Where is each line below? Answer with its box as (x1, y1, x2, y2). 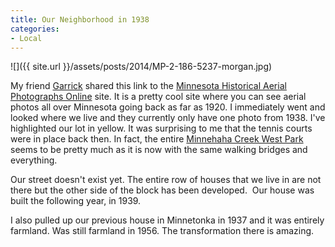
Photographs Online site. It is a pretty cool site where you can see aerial (10, 91, 307, 103)
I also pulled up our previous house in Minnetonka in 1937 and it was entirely (10, 214, 325, 226)
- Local (10, 33, 43, 43)
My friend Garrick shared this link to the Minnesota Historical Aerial (10, 80, 287, 92)
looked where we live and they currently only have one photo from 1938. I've (10, 112, 326, 124)
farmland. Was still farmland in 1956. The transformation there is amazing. (10, 225, 315, 237)
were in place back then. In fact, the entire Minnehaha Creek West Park (10, 133, 304, 145)
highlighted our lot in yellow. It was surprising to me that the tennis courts (10, 122, 313, 135)
